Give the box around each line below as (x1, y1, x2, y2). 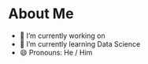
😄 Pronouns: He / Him (19, 47, 93, 57)
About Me (8, 5, 74, 23)
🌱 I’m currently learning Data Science (19, 39, 141, 48)
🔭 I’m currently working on (19, 31, 105, 40)
